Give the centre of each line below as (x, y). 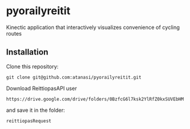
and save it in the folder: (36, 110)
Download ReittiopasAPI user (41, 88)
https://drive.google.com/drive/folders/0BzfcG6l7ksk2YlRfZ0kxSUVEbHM (95, 99)
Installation (27, 52)
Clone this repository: (33, 66)
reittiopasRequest (29, 121)
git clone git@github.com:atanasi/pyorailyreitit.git (74, 77)
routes (14, 33)
